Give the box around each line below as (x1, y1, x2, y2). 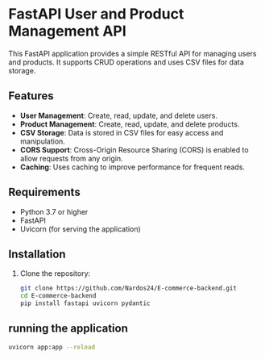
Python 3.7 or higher (19, 207, 89, 216)
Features (8, 90, 54, 103)
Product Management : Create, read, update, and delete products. (19, 119, 240, 129)
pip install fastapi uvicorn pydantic (19, 299, 151, 307)
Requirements (8, 186, 81, 199)
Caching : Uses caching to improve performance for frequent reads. (19, 162, 246, 172)
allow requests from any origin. (19, 153, 123, 163)
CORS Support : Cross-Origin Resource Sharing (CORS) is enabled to (19, 144, 249, 154)
